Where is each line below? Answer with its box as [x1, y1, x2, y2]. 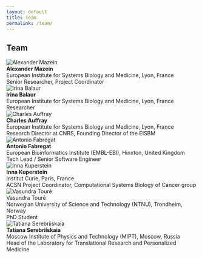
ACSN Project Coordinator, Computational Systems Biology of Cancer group [6, 182, 197, 189]
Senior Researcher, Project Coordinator [6, 78, 104, 86]
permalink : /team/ [6, 20, 53, 26]
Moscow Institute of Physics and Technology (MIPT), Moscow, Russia [6, 233, 180, 240]
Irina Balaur [6, 91, 36, 98]
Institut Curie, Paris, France [6, 175, 75, 182]
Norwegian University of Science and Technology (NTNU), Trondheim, [6, 201, 183, 208]
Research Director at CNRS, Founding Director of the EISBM [6, 130, 156, 137]
